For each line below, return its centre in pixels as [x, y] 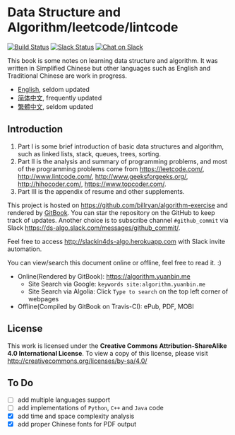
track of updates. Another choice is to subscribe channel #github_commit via [118, 220]
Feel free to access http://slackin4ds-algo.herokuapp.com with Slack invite [116, 241]
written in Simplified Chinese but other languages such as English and [109, 68]
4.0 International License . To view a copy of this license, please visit [108, 353]
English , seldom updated [54, 89]
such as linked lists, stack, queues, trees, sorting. [89, 153]
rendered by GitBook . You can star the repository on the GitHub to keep [111, 212]
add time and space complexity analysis [76, 416]
